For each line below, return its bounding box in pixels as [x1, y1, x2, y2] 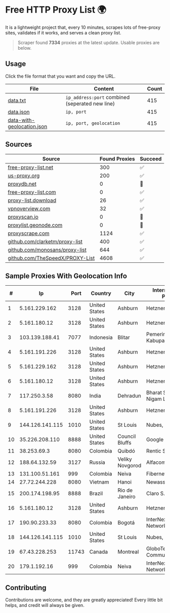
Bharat [146, 389, 162, 396]
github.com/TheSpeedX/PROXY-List [8, 254, 95, 261]
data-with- [8, 116, 35, 123]
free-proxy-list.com [8, 188, 57, 195]
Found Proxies [99, 155, 135, 162]
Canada [89, 549, 108, 556]
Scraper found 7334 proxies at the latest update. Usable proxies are [17, 39, 160, 46]
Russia [89, 459, 105, 466]
